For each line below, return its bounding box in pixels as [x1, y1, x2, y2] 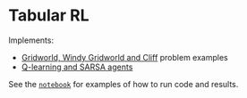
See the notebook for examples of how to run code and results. [8, 78, 239, 89]
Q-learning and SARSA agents [21, 61, 133, 72]
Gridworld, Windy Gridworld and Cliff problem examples [21, 52, 229, 62]
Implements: [8, 35, 55, 45]
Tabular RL [8, 5, 90, 26]
